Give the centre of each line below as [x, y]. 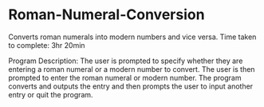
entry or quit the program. [51, 94]
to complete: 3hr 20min [47, 45]
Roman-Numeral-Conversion [106, 15]
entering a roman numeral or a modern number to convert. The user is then [132, 69]
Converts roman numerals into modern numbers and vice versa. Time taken [132, 37]
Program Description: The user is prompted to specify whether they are [126, 61]
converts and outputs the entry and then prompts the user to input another [131, 86]
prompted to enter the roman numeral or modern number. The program [125, 77]
